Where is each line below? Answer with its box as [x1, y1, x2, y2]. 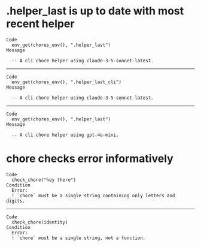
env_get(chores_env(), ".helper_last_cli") [11, 79, 121, 85]
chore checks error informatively [6, 152, 173, 165]
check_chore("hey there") [11, 177, 77, 183]
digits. [6, 198, 26, 204]
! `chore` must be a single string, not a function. [11, 235, 146, 241]
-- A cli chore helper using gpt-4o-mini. [11, 132, 119, 138]
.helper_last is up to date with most [6, 4, 184, 18]
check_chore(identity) [11, 219, 68, 225]
